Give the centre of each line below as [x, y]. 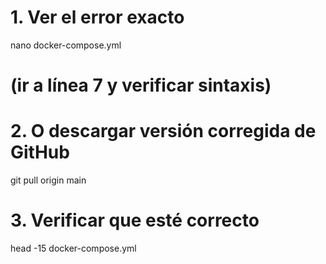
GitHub [40, 152]
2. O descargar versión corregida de [163, 131]
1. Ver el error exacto [97, 17]
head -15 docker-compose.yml [73, 248]
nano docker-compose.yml [66, 45]
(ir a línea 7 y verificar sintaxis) [141, 85]
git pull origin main [48, 180]
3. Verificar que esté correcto [135, 220]
